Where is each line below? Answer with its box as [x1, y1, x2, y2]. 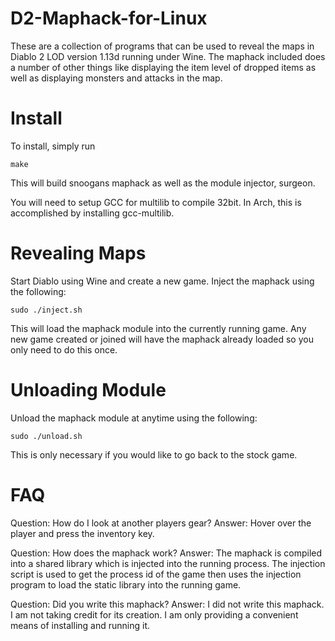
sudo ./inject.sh [10, 305, 83, 315]
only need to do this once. [10, 343, 118, 356]
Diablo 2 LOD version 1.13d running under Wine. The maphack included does [10, 50, 326, 62]
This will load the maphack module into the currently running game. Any [10, 322, 307, 334]
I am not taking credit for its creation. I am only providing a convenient [10, 608, 299, 621]
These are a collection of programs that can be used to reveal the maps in [10, 40, 315, 52]
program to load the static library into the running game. [10, 578, 242, 591]
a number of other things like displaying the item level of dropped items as [10, 61, 317, 73]
